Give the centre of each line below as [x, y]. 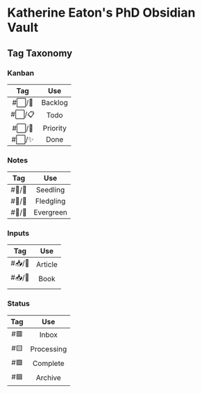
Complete [48, 364]
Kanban [21, 73]
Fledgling [50, 201]
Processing [49, 349]
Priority [55, 128]
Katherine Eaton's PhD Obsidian [101, 13]
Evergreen [50, 212]
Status [18, 303]
